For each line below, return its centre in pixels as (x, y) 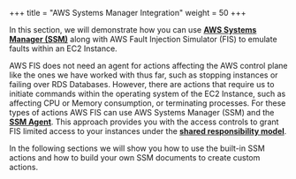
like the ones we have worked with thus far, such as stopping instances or (144, 75)
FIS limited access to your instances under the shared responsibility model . (148, 131)
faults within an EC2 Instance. (63, 48)
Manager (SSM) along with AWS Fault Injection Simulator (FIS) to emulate (143, 39)
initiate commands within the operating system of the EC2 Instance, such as (148, 93)
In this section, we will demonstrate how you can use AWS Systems (133, 30)
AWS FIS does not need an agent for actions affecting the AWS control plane (148, 66)
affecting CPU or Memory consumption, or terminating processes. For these (148, 103)
